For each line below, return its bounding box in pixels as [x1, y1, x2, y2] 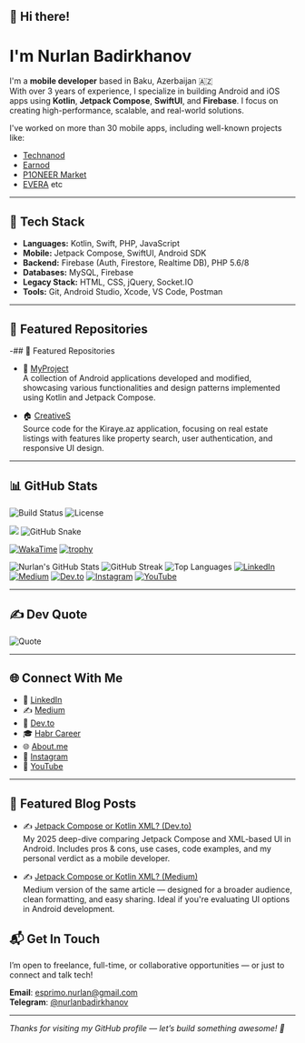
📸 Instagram [22, 751, 68, 762]
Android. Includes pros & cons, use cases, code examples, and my [22, 843, 272, 855]
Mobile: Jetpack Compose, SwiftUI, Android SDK [22, 247, 207, 259]
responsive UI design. [22, 442, 104, 453]
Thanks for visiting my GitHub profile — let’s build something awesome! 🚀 [9, 1023, 285, 1034]
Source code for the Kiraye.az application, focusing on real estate [22, 423, 269, 434]
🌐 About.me [22, 741, 68, 752]
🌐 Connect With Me [9, 670, 123, 686]
